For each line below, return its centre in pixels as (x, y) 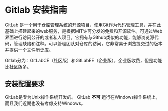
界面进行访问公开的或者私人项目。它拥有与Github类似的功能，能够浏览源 (80, 37)
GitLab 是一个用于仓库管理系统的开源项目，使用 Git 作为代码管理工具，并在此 (83, 25)
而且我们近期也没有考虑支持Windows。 (45, 103)
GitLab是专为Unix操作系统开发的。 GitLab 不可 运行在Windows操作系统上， (83, 97)
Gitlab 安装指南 (36, 10)
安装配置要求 (25, 84)
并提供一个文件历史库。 (29, 50)
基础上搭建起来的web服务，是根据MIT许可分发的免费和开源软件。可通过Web (84, 31)
